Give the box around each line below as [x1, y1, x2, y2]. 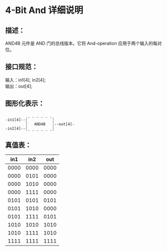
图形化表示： [5, 99, 45, 108]
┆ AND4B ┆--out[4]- [25, 121, 75, 127]
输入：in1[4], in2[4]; [5, 77, 46, 83]
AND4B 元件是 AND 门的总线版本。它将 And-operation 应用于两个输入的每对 [5, 41, 162, 46]
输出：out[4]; [5, 83, 32, 89]
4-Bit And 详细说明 [5, 5, 83, 16]
